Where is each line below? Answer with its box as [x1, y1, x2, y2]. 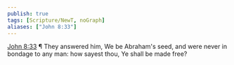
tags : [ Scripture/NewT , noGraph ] [7, 17, 105, 24]
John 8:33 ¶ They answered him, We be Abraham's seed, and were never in [7, 43, 228, 51]
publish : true [7, 10, 49, 17]
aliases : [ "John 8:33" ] [7, 23, 77, 30]
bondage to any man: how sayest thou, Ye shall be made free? [7, 50, 188, 58]
